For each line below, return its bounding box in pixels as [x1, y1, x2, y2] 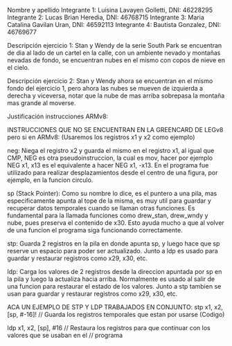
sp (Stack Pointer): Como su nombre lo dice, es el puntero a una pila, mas [7, 190, 217, 197]
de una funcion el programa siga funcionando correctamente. [7, 226, 183, 234]
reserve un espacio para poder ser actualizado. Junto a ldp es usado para [7, 247, 218, 255]
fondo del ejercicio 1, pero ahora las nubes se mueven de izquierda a [7, 84, 203, 92]
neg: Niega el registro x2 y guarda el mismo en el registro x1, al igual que [7, 147, 215, 154]
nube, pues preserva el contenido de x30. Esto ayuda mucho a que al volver [7, 219, 225, 227]
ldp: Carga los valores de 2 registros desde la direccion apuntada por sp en [7, 268, 222, 275]
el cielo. [7, 64, 30, 71]
